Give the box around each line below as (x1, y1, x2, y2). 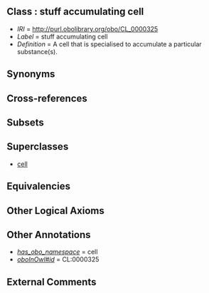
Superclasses (6, 140, 69, 153)
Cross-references (6, 92, 88, 104)
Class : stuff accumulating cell (6, 6, 144, 18)
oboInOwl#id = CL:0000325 (16, 255, 100, 264)
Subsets (6, 116, 44, 128)
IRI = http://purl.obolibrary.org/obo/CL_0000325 (16, 24, 159, 33)
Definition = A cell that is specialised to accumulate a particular (16, 39, 202, 48)
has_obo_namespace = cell (16, 247, 98, 256)
